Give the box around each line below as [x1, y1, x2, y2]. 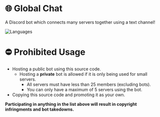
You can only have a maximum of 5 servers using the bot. [26, 86, 142, 92]
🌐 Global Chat [5, 3, 62, 14]
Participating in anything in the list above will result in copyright [5, 101, 137, 107]
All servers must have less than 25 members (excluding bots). [26, 81, 151, 87]
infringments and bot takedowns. [5, 106, 74, 112]
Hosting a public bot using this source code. [12, 66, 101, 72]
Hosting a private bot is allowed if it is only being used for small [19, 71, 148, 77]
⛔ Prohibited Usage [5, 47, 85, 58]
